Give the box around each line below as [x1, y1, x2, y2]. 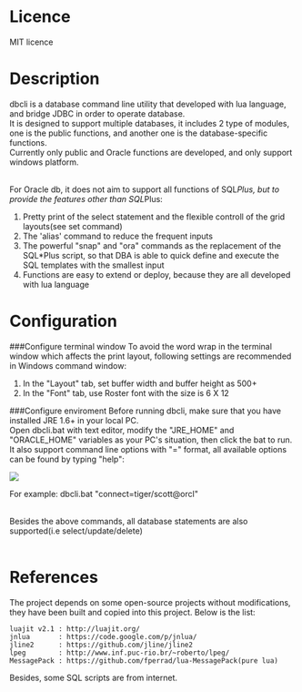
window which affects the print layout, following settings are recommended [9, 351, 292, 361]
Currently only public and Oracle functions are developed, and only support [9, 147, 293, 158]
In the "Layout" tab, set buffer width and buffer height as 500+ [22, 378, 257, 389]
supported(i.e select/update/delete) [9, 525, 144, 536]
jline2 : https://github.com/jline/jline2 [9, 640, 194, 649]
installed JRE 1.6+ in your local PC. [9, 414, 139, 425]
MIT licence [9, 36, 54, 47]
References [9, 567, 98, 587]
